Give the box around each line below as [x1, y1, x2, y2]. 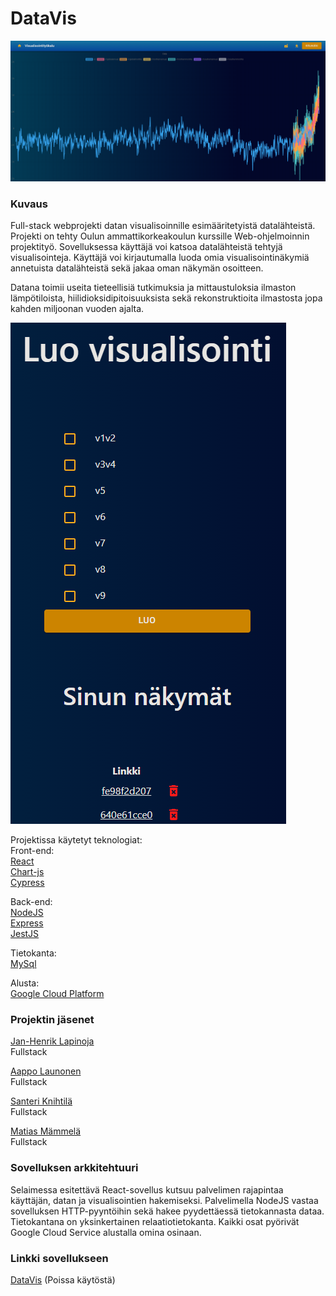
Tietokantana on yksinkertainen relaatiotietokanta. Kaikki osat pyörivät [10, 1215, 300, 1227]
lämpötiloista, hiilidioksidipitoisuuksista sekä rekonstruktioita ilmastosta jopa [10, 292, 323, 304]
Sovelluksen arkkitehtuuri [10, 1161, 139, 1175]
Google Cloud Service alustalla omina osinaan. [10, 1226, 202, 1238]
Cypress [10, 877, 45, 889]
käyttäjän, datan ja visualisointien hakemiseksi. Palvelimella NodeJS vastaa [10, 1194, 319, 1206]
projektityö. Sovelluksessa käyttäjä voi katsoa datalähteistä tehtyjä [10, 241, 283, 253]
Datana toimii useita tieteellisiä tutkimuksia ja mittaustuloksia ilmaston [10, 282, 297, 294]
